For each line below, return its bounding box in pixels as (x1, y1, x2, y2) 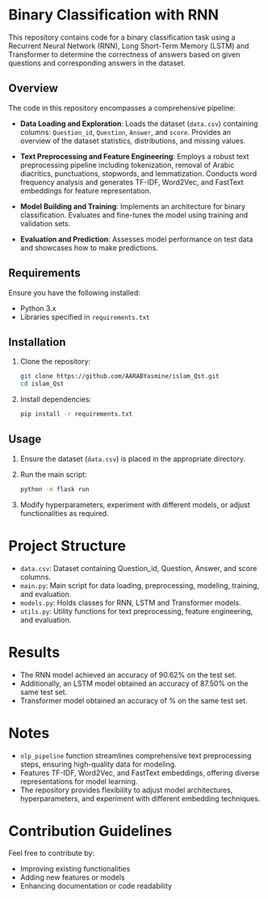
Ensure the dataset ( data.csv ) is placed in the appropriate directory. (19, 454, 246, 464)
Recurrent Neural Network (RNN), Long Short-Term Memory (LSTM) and (8, 40, 249, 50)
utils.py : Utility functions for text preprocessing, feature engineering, (19, 606, 253, 615)
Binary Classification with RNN (8, 6, 220, 24)
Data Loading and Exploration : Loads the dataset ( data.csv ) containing (19, 119, 258, 128)
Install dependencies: (19, 394, 92, 405)
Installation (8, 335, 66, 349)
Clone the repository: (19, 357, 91, 367)
